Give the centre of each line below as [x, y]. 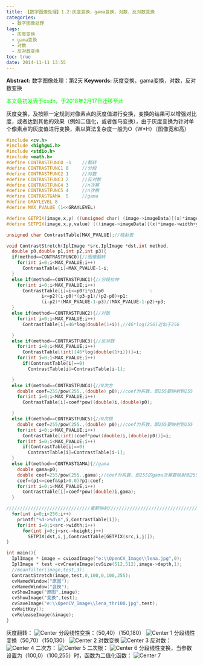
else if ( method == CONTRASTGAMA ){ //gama [61, 464]
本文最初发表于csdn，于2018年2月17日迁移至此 [65, 101]
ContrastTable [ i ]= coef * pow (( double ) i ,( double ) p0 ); [87, 402]
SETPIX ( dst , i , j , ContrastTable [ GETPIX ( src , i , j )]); [92, 536]
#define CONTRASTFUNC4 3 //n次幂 [53, 185]
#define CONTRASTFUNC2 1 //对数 [51, 174]
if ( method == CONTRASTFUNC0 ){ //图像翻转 [59, 257]
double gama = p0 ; [38, 469]
